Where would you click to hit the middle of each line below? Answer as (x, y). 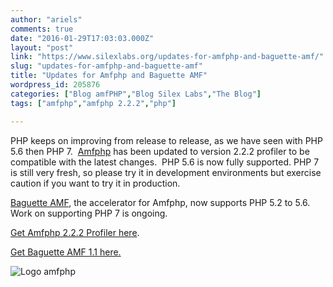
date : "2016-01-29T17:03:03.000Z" (82, 38)
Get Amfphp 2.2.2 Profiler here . (75, 232)
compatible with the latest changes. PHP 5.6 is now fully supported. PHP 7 (165, 162)
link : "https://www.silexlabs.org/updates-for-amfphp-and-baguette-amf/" (167, 57)
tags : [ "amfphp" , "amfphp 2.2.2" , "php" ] (93, 103)
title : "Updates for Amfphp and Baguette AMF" (109, 76)
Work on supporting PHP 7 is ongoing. (89, 213)
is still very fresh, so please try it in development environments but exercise (166, 172)
